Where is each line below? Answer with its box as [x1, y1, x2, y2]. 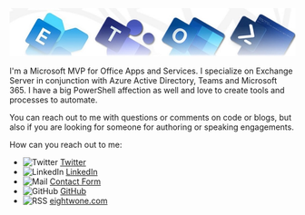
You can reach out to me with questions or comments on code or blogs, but [9, 112, 292, 122]
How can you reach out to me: [9, 139, 123, 150]
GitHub [60, 185, 87, 196]
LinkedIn [65, 166, 98, 177]
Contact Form [49, 176, 102, 187]
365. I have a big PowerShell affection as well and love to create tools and [9, 84, 285, 95]
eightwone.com [49, 195, 108, 206]
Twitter [60, 156, 86, 167]
